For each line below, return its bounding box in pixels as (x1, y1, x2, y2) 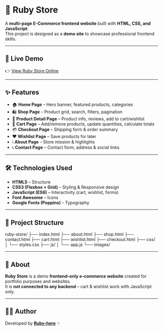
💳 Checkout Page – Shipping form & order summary (12, 126, 118, 132)
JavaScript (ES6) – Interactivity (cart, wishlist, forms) (12, 190, 119, 195)
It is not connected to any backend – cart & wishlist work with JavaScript (5, 284, 152, 289)
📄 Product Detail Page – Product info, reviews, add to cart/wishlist (12, 116, 145, 122)
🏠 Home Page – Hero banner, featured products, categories (12, 102, 133, 107)
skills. (5, 36, 16, 42)
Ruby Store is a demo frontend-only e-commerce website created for (5, 273, 147, 279)
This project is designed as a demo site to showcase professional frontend (5, 31, 155, 36)
